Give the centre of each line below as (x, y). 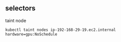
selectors (20, 8)
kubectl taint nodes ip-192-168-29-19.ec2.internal (60, 30)
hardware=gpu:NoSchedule (31, 34)
